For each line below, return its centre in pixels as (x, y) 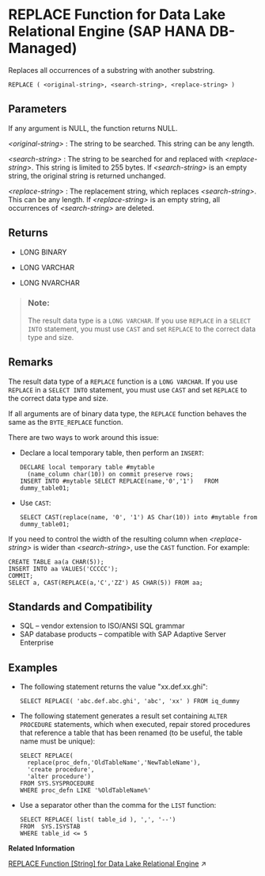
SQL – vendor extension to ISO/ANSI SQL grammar (102, 626)
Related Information (42, 848)
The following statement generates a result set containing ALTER (123, 716)
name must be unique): (57, 741)
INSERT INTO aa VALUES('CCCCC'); (63, 568)
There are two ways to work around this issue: (84, 437)
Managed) (43, 48)
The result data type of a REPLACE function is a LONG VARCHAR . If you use (123, 381)
